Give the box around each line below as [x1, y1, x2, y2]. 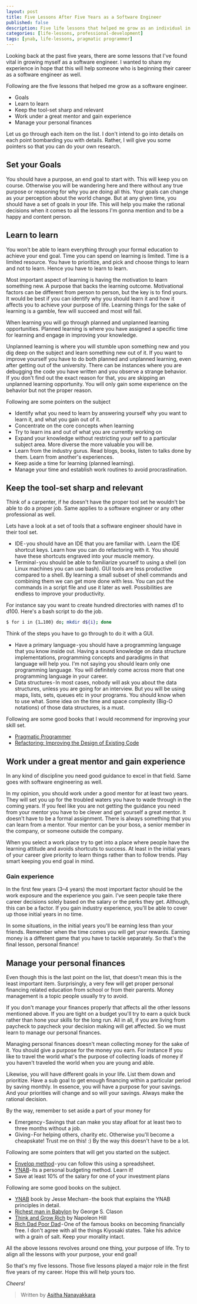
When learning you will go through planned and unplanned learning [6, 319, 169, 326]
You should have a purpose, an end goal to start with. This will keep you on [6, 175, 188, 183]
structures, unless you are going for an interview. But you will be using [14, 685, 185, 693]
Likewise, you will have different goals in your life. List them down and [6, 1071, 175, 1078]
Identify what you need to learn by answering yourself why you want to [14, 409, 187, 416]
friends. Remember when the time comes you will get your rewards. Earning [6, 928, 190, 936]
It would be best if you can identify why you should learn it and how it [6, 295, 175, 302]
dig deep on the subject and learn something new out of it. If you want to [6, 349, 183, 356]
